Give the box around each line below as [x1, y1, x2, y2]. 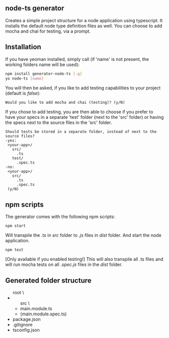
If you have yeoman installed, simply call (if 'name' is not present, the [5, 56, 149, 62]
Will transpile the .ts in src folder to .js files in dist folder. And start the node [5, 232, 161, 238]
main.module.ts [20, 306, 52, 311]
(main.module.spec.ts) [20, 311, 67, 317]
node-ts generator [5, 4, 65, 13]
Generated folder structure [5, 276, 92, 285]
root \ [12, 290, 24, 295]
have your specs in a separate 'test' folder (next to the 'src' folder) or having [5, 114, 164, 120]
